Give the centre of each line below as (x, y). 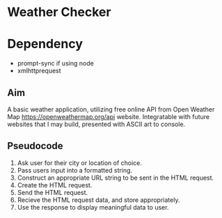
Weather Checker (59, 12)
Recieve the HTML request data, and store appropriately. (98, 200)
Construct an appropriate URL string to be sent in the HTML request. (116, 178)
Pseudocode (35, 146)
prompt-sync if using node (55, 63)
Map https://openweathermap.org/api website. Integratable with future (109, 116)
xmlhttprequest (39, 71)
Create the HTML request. (55, 185)
